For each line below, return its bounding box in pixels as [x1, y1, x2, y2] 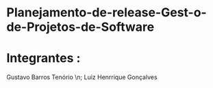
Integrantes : [6, 50, 81, 66]
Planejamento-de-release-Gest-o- [6, 5, 207, 20]
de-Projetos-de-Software [6, 19, 155, 35]
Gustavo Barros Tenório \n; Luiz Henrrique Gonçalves [6, 73, 158, 81]
